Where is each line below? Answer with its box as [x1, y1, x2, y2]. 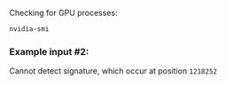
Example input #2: [9, 45, 90, 58]
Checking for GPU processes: [9, 8, 118, 18]
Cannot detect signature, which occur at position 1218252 [9, 66, 217, 76]
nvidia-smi [9, 25, 50, 34]
